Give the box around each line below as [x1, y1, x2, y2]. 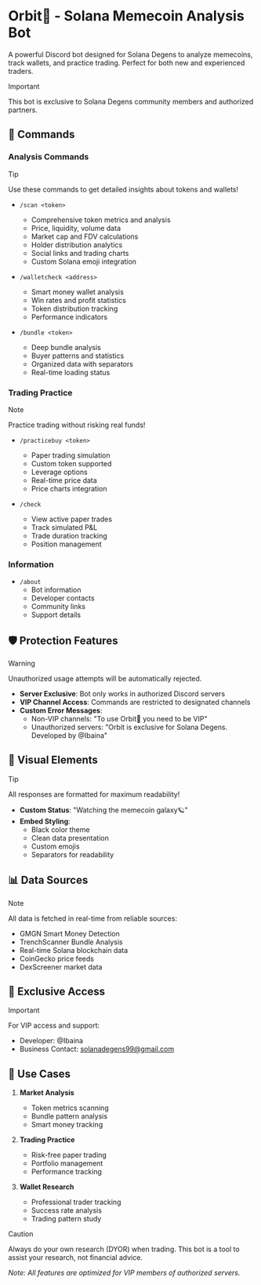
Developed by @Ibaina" [31, 731, 108, 740]
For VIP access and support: [8, 1020, 100, 1031]
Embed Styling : [19, 816, 71, 826]
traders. [8, 66, 34, 75]
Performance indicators [31, 312, 108, 321]
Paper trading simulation [31, 451, 111, 460]
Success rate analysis [31, 1206, 102, 1215]
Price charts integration [31, 484, 107, 493]
